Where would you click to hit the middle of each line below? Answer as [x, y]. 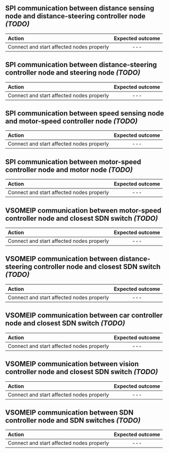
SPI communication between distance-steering [81, 65]
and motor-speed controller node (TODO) [71, 121]
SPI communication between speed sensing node [85, 113]
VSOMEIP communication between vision [72, 364]
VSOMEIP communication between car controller [84, 315]
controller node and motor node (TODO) [69, 169]
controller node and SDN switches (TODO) [73, 420]
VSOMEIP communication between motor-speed [83, 210]
